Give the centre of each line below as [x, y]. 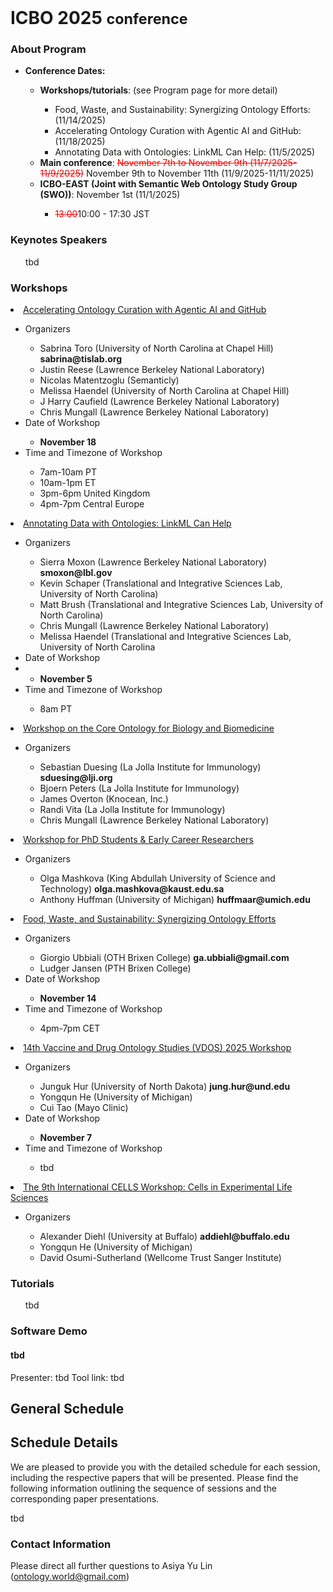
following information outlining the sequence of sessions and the [144, 1488]
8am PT [56, 709]
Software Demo [49, 1331]
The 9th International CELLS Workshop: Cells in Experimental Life [158, 1187]
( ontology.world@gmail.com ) [70, 1576]
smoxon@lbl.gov [76, 573]
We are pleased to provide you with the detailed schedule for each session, [165, 1467]
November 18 [68, 442]
